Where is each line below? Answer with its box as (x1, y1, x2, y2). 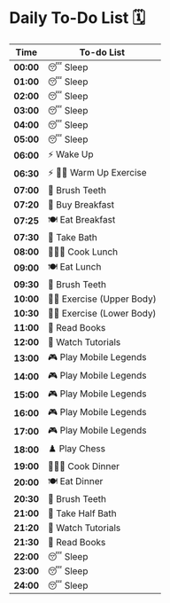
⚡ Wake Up (47, 148, 95, 161)
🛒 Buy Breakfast (47, 198, 115, 210)
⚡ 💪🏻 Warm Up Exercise (47, 166, 148, 178)
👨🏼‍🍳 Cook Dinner (47, 459, 120, 472)
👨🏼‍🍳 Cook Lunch (47, 246, 118, 258)
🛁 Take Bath (47, 231, 97, 243)
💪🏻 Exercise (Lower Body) (47, 307, 157, 319)
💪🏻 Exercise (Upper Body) (47, 293, 157, 305)
